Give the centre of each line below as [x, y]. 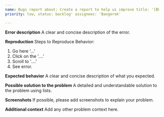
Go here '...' [24, 51]
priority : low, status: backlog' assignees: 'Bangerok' [63, 14]
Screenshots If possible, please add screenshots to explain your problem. [80, 100]
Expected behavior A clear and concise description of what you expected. [80, 76]
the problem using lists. [29, 90]
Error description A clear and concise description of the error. [68, 32]
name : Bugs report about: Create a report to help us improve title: [77, 9]
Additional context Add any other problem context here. [62, 109]
